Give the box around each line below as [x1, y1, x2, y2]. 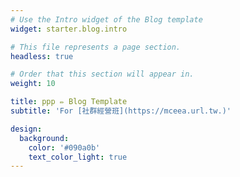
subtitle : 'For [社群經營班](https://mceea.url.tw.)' [10, 106, 232, 116]
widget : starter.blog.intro [10, 24, 128, 34]
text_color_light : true [28, 152, 128, 162]
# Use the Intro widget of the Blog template [10, 14, 203, 25]
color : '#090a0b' [28, 142, 101, 153]
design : [10, 124, 43, 134]
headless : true [10, 51, 74, 61]
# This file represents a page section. [10, 42, 182, 52]
